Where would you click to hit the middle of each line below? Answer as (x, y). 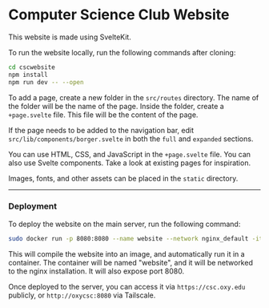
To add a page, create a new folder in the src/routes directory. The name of (134, 97)
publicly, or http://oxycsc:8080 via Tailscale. (82, 295)
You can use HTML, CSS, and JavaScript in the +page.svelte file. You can (129, 154)
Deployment (33, 206)
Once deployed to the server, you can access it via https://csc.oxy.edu (127, 286)
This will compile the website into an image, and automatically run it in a (127, 253)
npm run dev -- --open (46, 82)
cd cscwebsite (32, 67)
